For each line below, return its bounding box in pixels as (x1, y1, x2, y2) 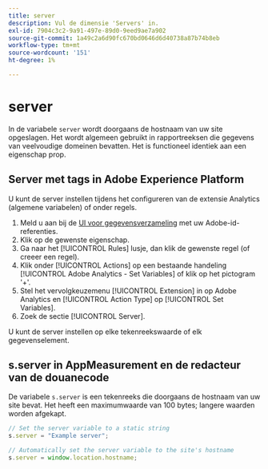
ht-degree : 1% (8, 57, 56, 65)
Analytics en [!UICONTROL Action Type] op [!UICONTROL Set (19, 294, 224, 304)
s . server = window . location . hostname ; (8, 454, 138, 462)
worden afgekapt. (8, 409, 66, 419)
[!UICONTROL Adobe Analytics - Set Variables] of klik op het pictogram (19, 268, 256, 278)
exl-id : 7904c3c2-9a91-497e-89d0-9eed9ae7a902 (8, 26, 166, 34)
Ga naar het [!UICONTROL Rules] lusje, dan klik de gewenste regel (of (19, 243, 250, 252)
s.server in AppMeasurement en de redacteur (8, 359, 242, 372)
